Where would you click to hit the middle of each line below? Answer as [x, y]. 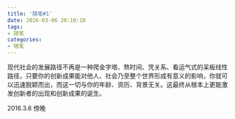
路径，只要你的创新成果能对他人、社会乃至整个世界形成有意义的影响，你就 [114, 76]
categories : [24, 40]
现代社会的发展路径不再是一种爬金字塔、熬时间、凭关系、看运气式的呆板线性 [117, 67]
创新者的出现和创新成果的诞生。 [59, 93]
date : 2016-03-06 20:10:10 [47, 20]
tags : [15, 27]
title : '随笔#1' [30, 14]
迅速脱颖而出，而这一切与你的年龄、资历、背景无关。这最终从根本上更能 [117, 84]
